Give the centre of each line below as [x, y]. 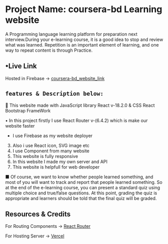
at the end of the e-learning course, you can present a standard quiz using [83, 187]
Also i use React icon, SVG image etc [51, 145]
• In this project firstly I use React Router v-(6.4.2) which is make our [76, 120]
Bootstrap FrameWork [28, 110]
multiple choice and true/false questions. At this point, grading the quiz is [81, 193]
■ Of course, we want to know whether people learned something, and [79, 177]
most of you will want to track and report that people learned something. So [84, 182]
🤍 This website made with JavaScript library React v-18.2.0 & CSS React [80, 105]
